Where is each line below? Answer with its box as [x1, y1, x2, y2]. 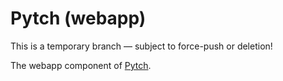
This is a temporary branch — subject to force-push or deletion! [10, 40, 273, 52]
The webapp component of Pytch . [10, 59, 152, 71]
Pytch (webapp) [10, 7, 147, 30]
